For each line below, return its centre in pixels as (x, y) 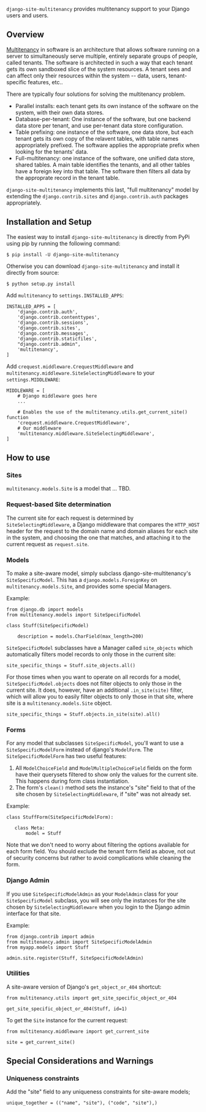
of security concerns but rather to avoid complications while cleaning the (99, 858)
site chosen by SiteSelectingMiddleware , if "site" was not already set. (103, 794)
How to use (28, 458)
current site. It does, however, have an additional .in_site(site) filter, (95, 690)
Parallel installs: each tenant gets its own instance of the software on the (107, 106)
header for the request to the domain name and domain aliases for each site (102, 531)
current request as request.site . (48, 544)
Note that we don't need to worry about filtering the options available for (98, 845)
